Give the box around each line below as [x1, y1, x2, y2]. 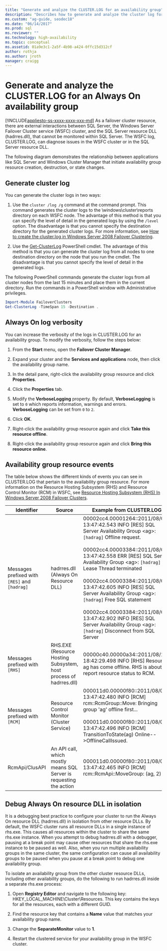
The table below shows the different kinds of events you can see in [5, 474, 143, 480]
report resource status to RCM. [83, 670, 156, 677]
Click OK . [12, 416, 32, 422]
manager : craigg [5, 58, 39, 63]
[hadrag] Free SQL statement [83, 596, 152, 603]
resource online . [12, 446, 47, 452]
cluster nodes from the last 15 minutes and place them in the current [5, 280, 145, 285]
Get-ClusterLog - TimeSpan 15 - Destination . [5, 304, 99, 310]
